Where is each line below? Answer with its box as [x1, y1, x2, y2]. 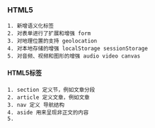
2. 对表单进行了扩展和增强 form [7, 30, 91, 37]
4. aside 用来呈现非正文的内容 [7, 109, 89, 116]
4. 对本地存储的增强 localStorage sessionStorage [7, 45, 149, 53]
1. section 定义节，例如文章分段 [7, 86, 96, 93]
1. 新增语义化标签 [7, 23, 54, 30]
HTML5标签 [7, 68, 42, 77]
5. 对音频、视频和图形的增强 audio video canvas [7, 53, 141, 60]
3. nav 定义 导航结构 [7, 101, 65, 108]
